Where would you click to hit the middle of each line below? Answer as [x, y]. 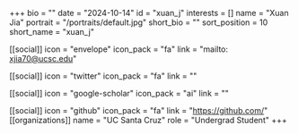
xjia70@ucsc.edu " [43, 59]
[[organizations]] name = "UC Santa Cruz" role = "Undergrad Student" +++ [148, 120]
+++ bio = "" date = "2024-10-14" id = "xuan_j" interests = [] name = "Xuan [149, 13]
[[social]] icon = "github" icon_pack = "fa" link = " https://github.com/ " [139, 110]
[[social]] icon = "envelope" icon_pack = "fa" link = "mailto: [119, 49]
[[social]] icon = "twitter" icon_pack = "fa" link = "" [103, 76]
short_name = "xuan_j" [52, 32]
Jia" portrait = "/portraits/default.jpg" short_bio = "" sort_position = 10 [139, 22]
